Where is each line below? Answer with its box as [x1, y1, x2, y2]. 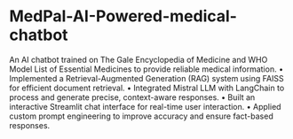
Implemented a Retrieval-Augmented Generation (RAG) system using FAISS [9, 73, 284, 83]
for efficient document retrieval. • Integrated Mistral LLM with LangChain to [9, 82, 285, 93]
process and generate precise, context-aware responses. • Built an [9, 91, 256, 103]
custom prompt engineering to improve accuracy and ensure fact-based [9, 111, 273, 121]
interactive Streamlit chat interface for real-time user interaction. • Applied [9, 101, 281, 112]
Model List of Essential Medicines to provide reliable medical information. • [9, 64, 284, 74]
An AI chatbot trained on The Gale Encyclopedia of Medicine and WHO [9, 54, 268, 65]
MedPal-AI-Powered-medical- [9, 6, 238, 27]
